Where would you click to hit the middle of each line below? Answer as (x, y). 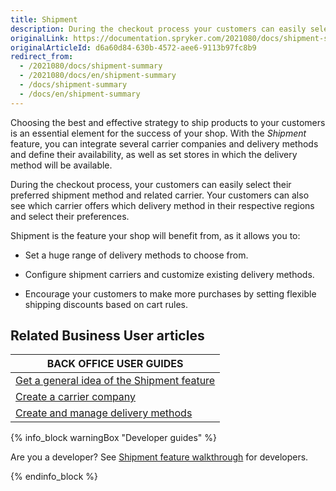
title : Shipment (44, 19)
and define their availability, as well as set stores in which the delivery (154, 154)
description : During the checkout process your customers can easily (158, 29)
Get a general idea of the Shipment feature (115, 381)
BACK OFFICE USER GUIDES (115, 364)
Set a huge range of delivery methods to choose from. (136, 255)
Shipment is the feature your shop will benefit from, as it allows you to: (155, 235)
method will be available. (61, 165)
